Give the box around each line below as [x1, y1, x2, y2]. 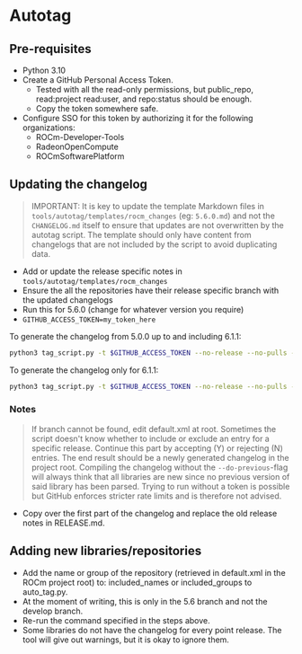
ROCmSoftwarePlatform [35, 151, 125, 162]
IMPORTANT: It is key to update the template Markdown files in [31, 200, 265, 211]
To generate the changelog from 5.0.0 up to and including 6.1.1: [9, 331, 242, 341]
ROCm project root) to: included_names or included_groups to [22, 577, 253, 588]
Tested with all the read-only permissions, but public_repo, [35, 84, 254, 94]
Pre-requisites [9, 41, 92, 57]
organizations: [22, 122, 75, 133]
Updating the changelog [9, 177, 148, 192]
